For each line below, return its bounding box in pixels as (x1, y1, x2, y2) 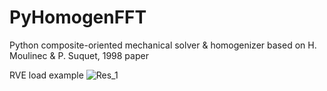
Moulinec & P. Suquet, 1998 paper (9, 49, 149, 61)
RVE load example (9, 69, 84, 81)
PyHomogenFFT (9, 6, 147, 29)
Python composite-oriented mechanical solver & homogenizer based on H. (9, 39, 317, 51)
